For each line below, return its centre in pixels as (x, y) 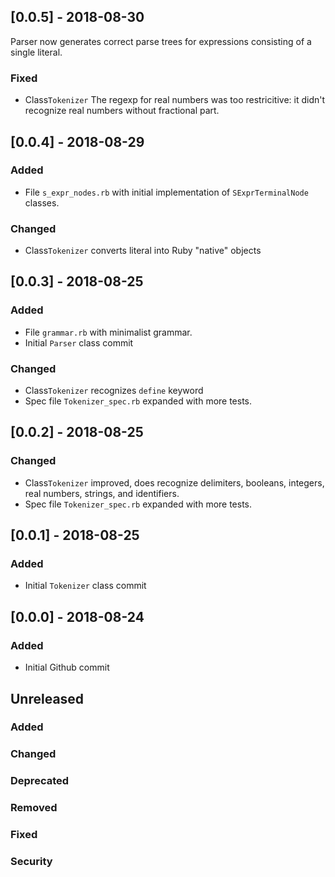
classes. (42, 202)
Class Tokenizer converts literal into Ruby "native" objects (143, 251)
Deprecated (40, 781)
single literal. (36, 52)
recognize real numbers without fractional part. (122, 111)
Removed (34, 808)
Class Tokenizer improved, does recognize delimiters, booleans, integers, (174, 482)
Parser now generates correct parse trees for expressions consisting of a (161, 41)
